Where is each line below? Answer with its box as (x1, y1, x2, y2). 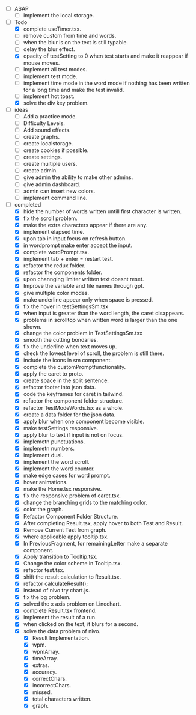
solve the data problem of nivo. (23, 627, 100, 634)
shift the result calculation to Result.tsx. (23, 573, 121, 580)
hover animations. (23, 479, 68, 486)
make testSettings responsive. (23, 424, 99, 431)
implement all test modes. (23, 65, 88, 73)
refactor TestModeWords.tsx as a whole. (23, 404, 124, 411)
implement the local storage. (23, 12, 94, 19)
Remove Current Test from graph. (23, 526, 107, 534)
